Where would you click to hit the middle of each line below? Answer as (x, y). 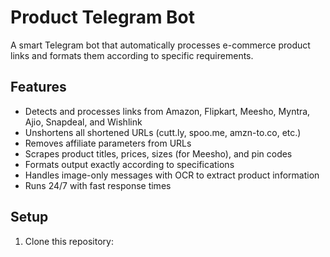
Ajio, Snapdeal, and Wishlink (83, 122)
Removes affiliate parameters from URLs (108, 143)
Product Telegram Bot (103, 17)
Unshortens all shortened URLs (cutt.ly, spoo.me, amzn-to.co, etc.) (163, 132)
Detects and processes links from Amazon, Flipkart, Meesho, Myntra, (167, 111)
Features (38, 87)
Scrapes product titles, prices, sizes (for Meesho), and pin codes (158, 153)
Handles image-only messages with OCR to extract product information (172, 175)
